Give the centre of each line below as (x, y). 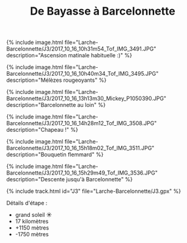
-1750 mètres (32, 234)
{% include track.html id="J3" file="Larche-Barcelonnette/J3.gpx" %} (94, 191)
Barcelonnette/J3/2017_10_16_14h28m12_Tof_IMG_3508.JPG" (82, 123)
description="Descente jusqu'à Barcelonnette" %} (70, 180)
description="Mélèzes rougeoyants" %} (57, 80)
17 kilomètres (32, 222)
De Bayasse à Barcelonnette (103, 11)
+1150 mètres (32, 228)
